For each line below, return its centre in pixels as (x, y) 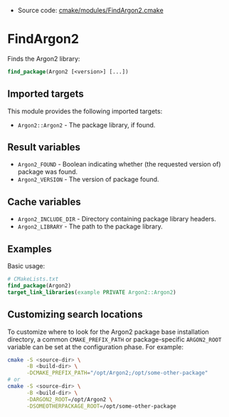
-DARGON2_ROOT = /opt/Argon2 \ (69, 399)
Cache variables (44, 202)
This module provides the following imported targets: (85, 111)
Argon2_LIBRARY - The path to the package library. (90, 226)
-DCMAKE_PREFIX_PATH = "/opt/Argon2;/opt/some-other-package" (117, 373)
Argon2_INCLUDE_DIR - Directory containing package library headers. (117, 219)
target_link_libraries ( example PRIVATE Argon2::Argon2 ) (92, 292)
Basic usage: (26, 266)
